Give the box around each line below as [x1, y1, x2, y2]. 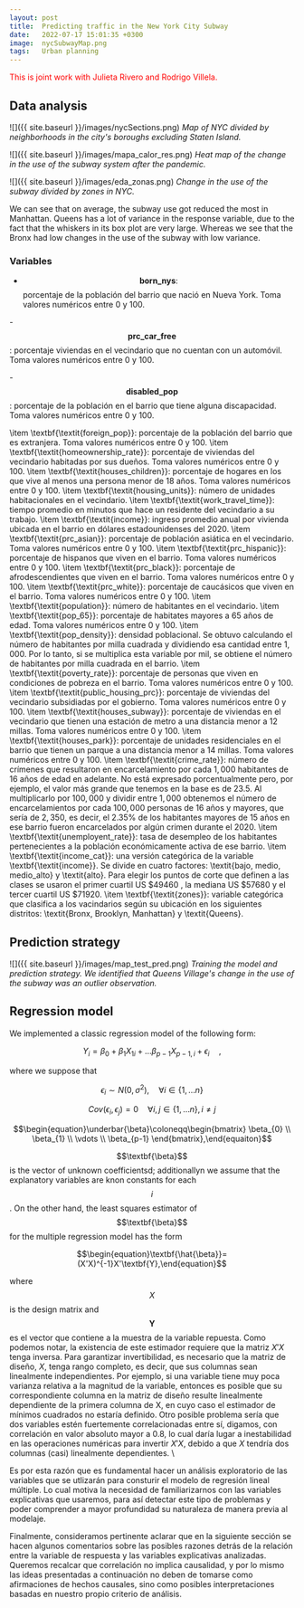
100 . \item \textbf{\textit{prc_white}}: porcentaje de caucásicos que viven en [9, 581, 295, 593]
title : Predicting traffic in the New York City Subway [9, 22, 229, 31]
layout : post [9, 13, 59, 23]
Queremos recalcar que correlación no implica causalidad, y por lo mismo [9, 1559, 285, 1570]
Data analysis [9, 98, 88, 113]
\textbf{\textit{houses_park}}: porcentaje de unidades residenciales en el [9, 735, 281, 747]
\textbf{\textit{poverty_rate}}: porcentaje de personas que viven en [9, 668, 259, 679]
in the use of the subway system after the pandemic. [9, 158, 206, 169]
